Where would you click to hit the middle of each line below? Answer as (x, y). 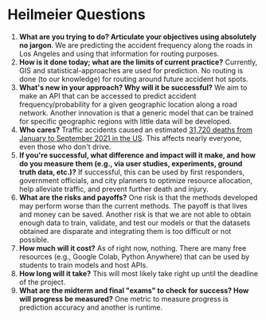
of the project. (42, 282)
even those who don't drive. (65, 146)
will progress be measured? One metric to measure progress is (123, 299)
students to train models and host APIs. (84, 265)
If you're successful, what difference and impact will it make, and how (137, 155)
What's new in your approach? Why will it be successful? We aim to (133, 87)
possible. (34, 240)
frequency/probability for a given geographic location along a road (128, 104)
